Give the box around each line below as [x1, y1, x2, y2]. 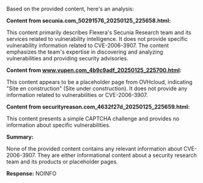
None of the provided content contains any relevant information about [6, 145, 182, 152]
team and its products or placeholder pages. [6, 158, 118, 165]
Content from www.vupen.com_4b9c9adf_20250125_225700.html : [6, 66, 182, 74]
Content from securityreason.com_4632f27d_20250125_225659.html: [6, 103, 190, 110]
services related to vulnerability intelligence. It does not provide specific [6, 35, 188, 42]
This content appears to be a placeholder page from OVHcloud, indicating [6, 79, 193, 85]
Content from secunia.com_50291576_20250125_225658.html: [6, 17, 171, 24]
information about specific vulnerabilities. [6, 121, 111, 129]
